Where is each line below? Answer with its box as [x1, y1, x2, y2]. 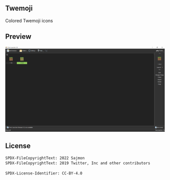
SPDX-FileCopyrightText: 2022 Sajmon [5, 156, 85, 161]
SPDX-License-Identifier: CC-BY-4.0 [5, 171, 82, 176]
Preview [5, 33, 32, 41]
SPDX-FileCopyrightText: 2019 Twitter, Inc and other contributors [5, 161, 151, 166]
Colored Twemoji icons [5, 17, 53, 23]
